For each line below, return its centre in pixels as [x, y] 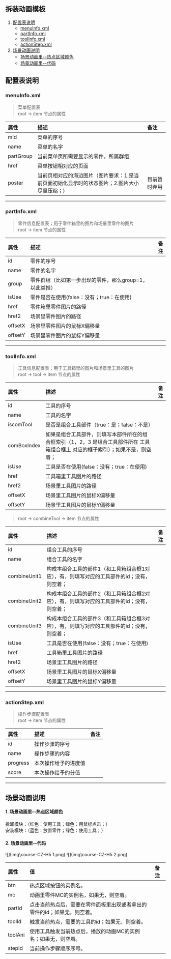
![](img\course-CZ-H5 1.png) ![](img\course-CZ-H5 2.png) [66, 855]
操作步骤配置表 [33, 714]
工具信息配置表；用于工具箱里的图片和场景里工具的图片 [76, 368]
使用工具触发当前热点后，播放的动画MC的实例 [85, 932]
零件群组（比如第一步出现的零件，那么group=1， [89, 280]
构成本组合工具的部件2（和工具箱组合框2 [96, 594]
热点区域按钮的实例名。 [58, 886]
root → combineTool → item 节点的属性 [58, 518]
